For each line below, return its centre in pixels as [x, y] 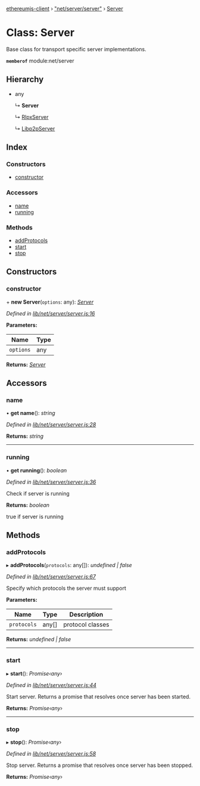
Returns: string [25, 436]
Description [86, 615]
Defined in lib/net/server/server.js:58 [51, 753]
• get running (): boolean [37, 470]
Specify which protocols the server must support [66, 588]
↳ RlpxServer [32, 117]
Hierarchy [25, 80]
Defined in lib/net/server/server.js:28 [51, 425]
